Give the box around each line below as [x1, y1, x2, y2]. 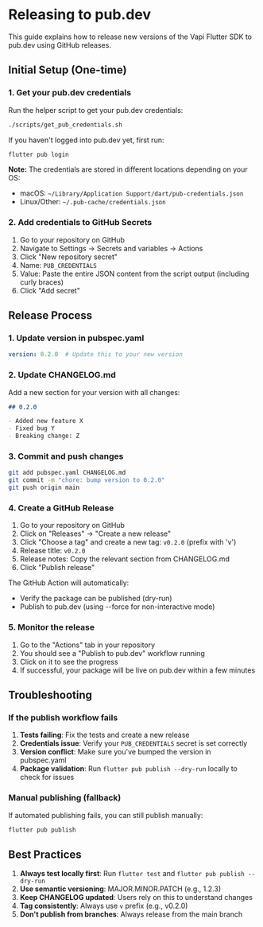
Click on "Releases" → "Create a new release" [19, 529, 172, 538]
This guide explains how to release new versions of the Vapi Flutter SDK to [8, 32, 253, 41]
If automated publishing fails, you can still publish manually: [8, 810, 203, 820]
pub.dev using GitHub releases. [8, 40, 111, 49]
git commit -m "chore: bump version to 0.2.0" [8, 476, 165, 484]
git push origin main [8, 483, 80, 492]
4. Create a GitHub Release [8, 502, 114, 514]
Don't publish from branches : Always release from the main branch [19, 910, 243, 919]
